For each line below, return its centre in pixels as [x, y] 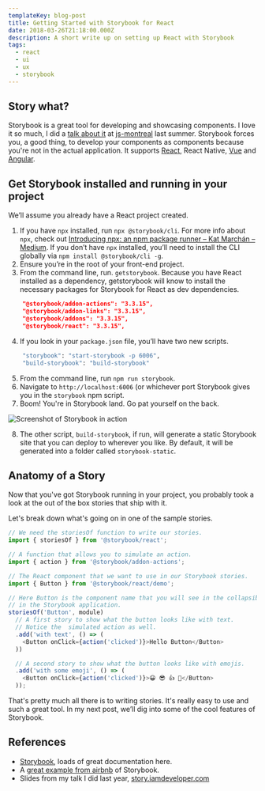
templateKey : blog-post [47, 15]
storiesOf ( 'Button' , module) [56, 613]
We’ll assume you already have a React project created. [99, 215]
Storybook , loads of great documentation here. [96, 761]
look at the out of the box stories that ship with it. [88, 503]
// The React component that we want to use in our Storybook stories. [128, 576]
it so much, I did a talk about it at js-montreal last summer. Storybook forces [131, 134]
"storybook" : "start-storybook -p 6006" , [91, 356]
